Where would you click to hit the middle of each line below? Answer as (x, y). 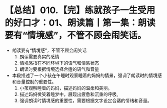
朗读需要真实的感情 (39, 56)
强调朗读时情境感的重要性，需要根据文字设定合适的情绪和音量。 (86, 100)
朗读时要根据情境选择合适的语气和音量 (59, 69)
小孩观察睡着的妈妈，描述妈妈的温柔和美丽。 (66, 88)
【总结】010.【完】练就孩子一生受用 (80, 10)
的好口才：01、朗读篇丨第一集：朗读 (80, 23)
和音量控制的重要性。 (34, 81)
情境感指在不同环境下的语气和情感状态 (59, 63)
